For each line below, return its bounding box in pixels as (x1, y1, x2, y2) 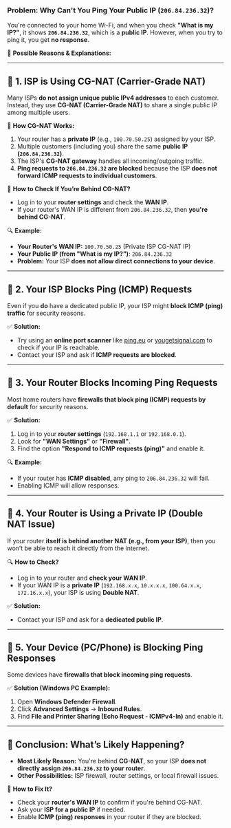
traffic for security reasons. (7, 309, 86, 317)
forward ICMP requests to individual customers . (16, 171, 157, 180)
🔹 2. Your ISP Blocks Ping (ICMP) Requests (7, 283, 192, 295)
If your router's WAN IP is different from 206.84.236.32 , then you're (16, 206, 208, 214)
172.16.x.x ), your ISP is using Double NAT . (16, 588, 140, 596)
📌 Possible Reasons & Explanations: (7, 49, 112, 57)
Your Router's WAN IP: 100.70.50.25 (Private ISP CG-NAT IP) (16, 243, 191, 251)
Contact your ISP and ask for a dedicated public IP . (16, 615, 164, 624)
